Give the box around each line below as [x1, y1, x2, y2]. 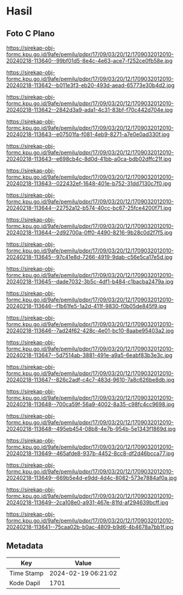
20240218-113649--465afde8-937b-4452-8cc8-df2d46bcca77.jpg [6, 450, 175, 457]
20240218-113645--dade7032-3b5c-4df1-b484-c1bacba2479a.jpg [6, 278, 174, 285]
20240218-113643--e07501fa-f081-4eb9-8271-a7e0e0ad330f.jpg [6, 131, 170, 138]
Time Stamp [9, 569, 44, 577]
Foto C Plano [6, 28, 55, 39]
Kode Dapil [9, 579, 40, 587]
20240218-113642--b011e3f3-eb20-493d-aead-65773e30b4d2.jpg [6, 82, 175, 89]
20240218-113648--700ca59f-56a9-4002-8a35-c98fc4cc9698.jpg [6, 400, 175, 408]
